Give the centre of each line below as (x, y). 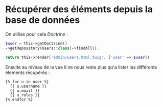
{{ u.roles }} (25, 95)
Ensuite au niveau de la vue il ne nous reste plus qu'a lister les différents (81, 67)
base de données (43, 20)
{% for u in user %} (27, 82)
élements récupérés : (28, 73)
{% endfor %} (19, 99)
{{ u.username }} (28, 86)
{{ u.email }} (25, 91)
